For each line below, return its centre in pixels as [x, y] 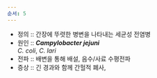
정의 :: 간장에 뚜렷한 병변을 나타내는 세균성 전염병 [84, 34]
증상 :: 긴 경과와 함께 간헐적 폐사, [61, 67]
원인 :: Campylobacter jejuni [58, 43]
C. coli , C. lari [37, 50]
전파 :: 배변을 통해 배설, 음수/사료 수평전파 [74, 59]
